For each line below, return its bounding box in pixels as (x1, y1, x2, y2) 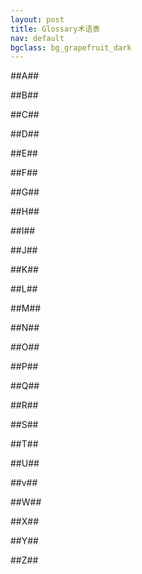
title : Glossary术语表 (10, 24, 101, 34)
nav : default (10, 33, 65, 43)
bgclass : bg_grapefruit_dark (10, 42, 132, 53)
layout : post (10, 14, 65, 25)
